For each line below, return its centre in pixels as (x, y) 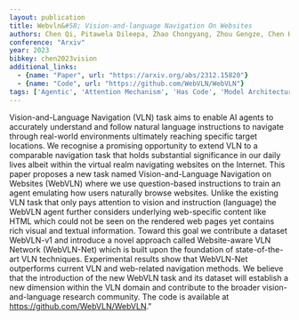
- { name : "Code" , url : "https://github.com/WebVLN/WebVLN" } (131, 84)
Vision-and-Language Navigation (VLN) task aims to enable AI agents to (141, 117)
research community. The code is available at (146, 296)
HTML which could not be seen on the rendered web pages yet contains (142, 221)
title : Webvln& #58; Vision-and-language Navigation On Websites (131, 26)
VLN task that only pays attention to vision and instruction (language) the (143, 202)
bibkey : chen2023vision (53, 59)
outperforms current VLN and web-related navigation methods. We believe (146, 268)
